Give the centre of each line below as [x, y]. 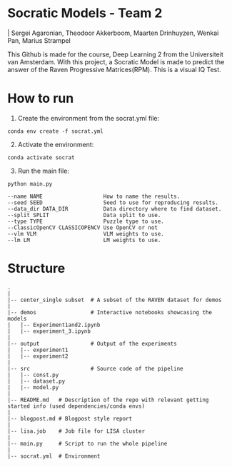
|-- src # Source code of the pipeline [95, 368]
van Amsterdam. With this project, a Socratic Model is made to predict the [116, 61]
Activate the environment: [56, 144]
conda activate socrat [41, 157]
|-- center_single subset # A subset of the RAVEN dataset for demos [115, 300]
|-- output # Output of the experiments [92, 343]
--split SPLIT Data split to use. [84, 215]
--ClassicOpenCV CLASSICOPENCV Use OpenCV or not [83, 227]
